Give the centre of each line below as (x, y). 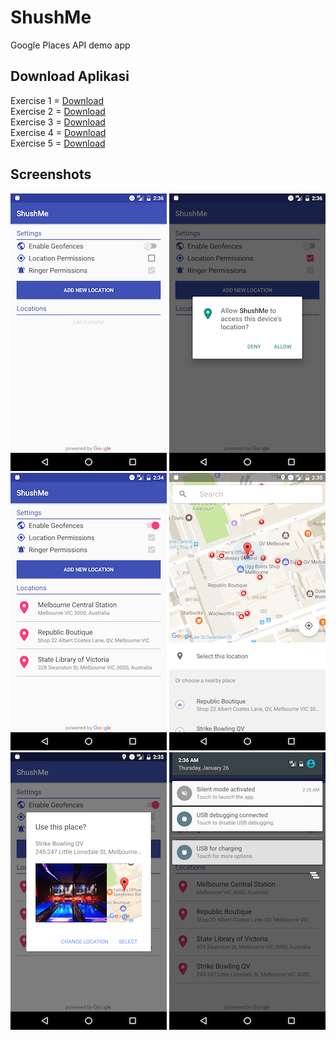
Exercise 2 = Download (58, 111)
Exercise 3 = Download (58, 122)
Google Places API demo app (70, 45)
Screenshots (51, 174)
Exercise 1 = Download (57, 100)
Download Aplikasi (70, 76)
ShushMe (51, 17)
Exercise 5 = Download (58, 143)
